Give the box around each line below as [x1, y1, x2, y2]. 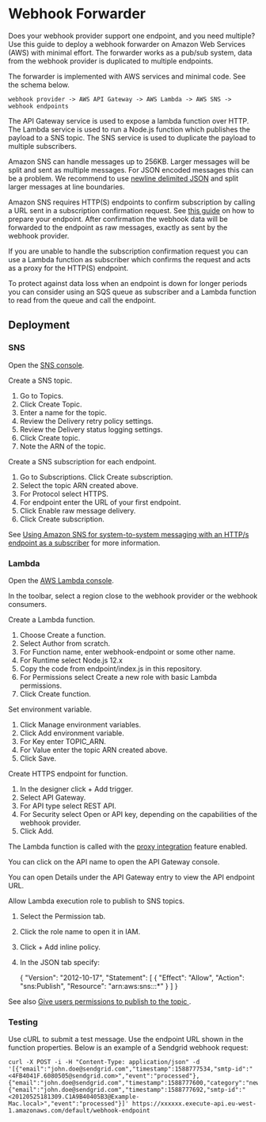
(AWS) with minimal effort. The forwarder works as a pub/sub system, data [8, 48, 253, 57]
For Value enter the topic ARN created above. [19, 745, 168, 754]
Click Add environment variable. [19, 728, 125, 738]
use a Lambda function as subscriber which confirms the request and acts [8, 254, 251, 264]
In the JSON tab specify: [19, 957, 101, 967]
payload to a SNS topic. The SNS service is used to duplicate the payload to [8, 132, 256, 143]
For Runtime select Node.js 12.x [19, 655, 123, 665]
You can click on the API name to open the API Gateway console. [8, 857, 220, 866]
